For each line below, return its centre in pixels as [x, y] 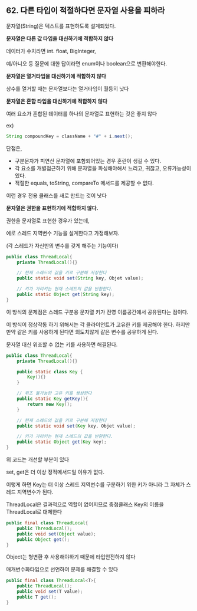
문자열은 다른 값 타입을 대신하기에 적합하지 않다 [60, 38]
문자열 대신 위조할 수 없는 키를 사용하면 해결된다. [62, 344]
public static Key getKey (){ [52, 399]
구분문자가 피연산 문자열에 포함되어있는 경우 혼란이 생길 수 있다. [88, 160]
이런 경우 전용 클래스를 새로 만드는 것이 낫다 [57, 195]
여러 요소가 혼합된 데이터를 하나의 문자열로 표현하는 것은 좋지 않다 [82, 113]
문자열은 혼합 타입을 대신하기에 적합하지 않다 [57, 101]
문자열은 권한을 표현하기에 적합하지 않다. [52, 208]
